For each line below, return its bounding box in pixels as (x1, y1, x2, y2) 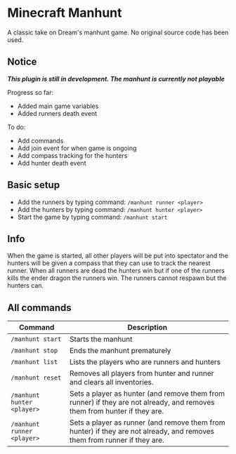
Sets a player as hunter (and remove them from (69, 389, 225, 399)
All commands (7, 302, 72, 314)
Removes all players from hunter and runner (69, 368, 214, 378)
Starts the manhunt (69, 335, 133, 345)
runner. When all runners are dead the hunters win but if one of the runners (7, 267, 225, 275)
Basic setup (7, 179, 60, 191)
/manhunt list (11, 358, 58, 366)
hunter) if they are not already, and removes (69, 427, 214, 436)
